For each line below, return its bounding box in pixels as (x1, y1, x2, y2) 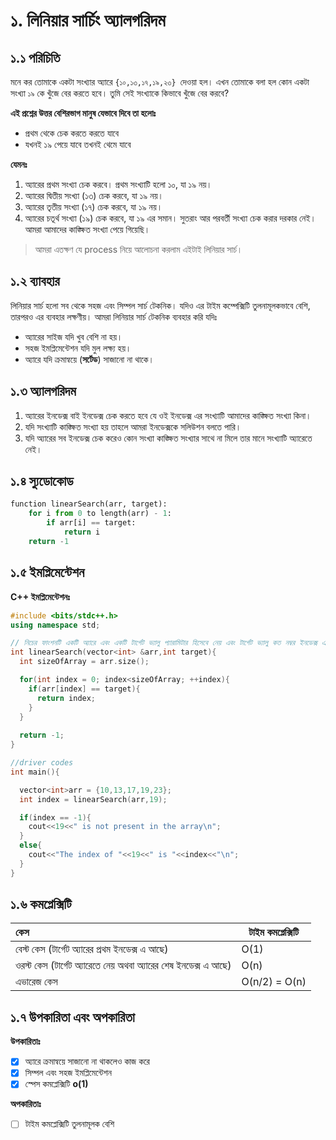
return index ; (36, 693, 97, 703)
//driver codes (10, 758, 74, 768)
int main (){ (10, 767, 60, 777)
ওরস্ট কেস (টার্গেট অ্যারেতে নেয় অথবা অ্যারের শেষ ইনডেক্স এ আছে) (15, 959, 232, 973)
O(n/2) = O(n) (241, 975, 307, 989)
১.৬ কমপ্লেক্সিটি (10, 896, 72, 913)
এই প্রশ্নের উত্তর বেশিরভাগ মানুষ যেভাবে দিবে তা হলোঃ (10, 107, 157, 119)
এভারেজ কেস (15, 975, 58, 989)
